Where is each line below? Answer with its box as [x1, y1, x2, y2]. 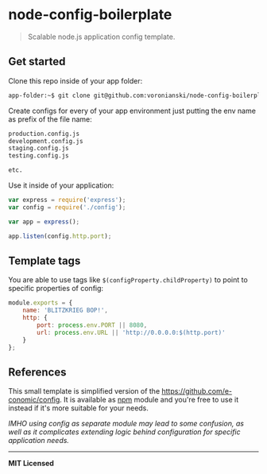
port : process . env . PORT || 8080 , [37, 321, 148, 329]
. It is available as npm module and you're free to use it [59, 395, 239, 405]
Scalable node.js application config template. [27, 32, 176, 41]
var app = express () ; [8, 217, 80, 226]
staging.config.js [8, 145, 69, 153]
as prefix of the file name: [8, 114, 93, 124]
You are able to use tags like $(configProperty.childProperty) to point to [8, 275, 248, 285]
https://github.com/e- [161, 387, 233, 396]
